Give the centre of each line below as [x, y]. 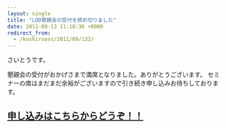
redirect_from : [29, 33]
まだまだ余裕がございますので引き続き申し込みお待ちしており [125, 83]
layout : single [29, 13]
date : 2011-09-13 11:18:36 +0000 [55, 26]
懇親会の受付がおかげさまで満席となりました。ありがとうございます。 [107, 75]
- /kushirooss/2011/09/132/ [54, 39]
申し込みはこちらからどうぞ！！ [75, 116]
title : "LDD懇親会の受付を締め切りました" [62, 20]
